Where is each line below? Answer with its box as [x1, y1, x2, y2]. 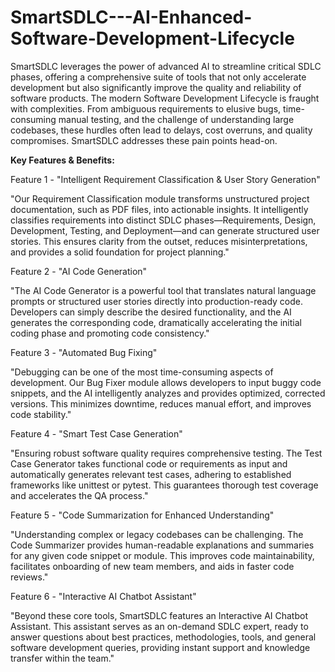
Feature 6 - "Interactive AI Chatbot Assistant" [10, 590, 197, 602]
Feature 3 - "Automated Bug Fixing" [10, 346, 158, 358]
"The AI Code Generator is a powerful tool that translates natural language [10, 284, 317, 296]
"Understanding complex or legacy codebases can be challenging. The [10, 528, 304, 540]
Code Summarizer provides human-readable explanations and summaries [10, 539, 315, 551]
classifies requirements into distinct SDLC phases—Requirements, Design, [10, 214, 317, 226]
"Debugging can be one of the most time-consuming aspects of [10, 366, 274, 378]
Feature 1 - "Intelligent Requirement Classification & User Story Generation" [10, 173, 321, 185]
